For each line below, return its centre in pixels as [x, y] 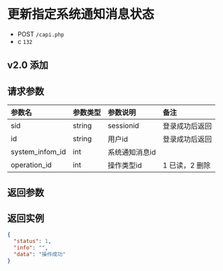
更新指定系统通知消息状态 [81, 14]
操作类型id [125, 166]
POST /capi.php [41, 34]
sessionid [124, 126]
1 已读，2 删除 [187, 166]
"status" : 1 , [33, 242]
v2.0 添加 [28, 65]
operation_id [31, 165]
